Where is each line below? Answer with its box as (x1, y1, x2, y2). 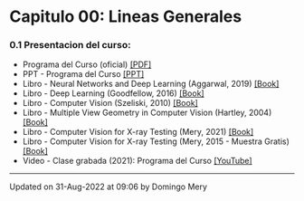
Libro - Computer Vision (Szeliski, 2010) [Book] (22, 98, 199, 109)
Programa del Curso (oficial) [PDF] (22, 59, 152, 70)
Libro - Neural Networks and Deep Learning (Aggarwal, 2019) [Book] (22, 79, 280, 90)
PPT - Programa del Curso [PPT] (22, 69, 145, 80)
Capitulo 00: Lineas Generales (9, 6, 242, 27)
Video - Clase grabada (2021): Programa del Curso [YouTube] (22, 156, 252, 167)
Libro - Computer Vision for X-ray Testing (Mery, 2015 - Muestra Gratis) (22, 136, 290, 147)
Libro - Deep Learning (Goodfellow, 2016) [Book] (22, 88, 205, 99)
